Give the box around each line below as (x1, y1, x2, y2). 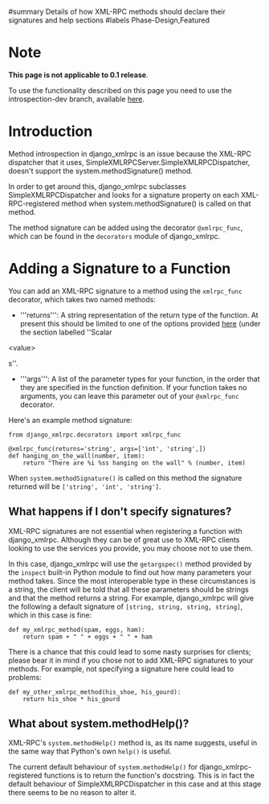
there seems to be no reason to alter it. (8, 788, 137, 798)
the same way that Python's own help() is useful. (8, 747, 172, 757)
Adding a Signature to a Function (8, 260, 231, 278)
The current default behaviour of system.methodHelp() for (8, 762, 198, 772)
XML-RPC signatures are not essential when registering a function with (8, 526, 243, 535)
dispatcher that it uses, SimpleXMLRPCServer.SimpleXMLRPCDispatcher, (8, 157, 251, 167)
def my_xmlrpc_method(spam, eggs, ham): (8, 626, 146, 634)
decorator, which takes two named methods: (8, 294, 157, 304)
